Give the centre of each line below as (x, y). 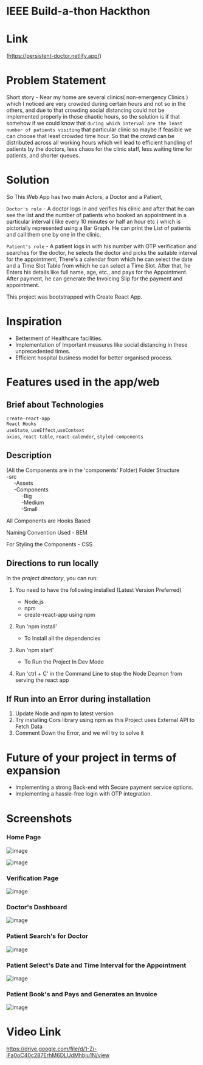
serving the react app (42, 680)
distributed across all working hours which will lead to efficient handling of (99, 143)
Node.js (34, 602)
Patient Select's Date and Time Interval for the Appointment (96, 965)
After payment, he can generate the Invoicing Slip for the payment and (95, 279)
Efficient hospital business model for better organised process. (94, 358)
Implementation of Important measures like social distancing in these (101, 344)
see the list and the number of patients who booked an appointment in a (96, 215)
